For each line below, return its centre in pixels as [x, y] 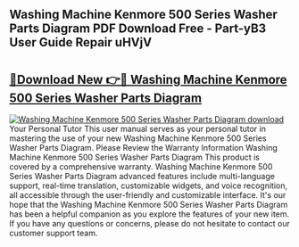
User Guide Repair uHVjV [81, 42]
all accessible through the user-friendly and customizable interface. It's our [148, 195]
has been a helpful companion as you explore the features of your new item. [149, 214]
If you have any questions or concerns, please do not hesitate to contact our [149, 223]
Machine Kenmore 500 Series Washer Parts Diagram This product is [135, 157]
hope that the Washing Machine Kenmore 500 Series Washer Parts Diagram [149, 205]
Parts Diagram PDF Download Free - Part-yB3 [138, 29]
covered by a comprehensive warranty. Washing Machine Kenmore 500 [141, 167]
